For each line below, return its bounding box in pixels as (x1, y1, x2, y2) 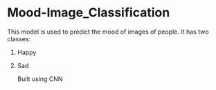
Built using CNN (17, 74, 63, 83)
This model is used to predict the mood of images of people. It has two (7, 27, 209, 36)
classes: (7, 34, 31, 43)
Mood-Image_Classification (7, 5, 170, 21)
